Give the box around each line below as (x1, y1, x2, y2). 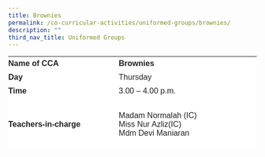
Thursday (118, 72, 152, 82)
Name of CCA (8, 59, 59, 68)
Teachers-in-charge (8, 119, 81, 130)
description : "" (8, 26, 62, 34)
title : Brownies (8, 11, 62, 20)
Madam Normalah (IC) (118, 111, 197, 120)
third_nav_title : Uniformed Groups (8, 33, 125, 42)
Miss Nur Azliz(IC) (118, 119, 182, 130)
